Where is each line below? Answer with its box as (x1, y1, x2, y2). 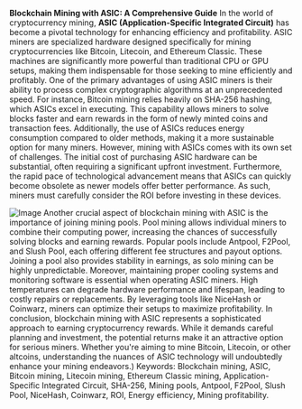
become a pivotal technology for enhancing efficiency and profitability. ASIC (9, 27, 293, 37)
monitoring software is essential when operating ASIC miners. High (9, 274, 259, 285)
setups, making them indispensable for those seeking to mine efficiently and (9, 65, 293, 76)
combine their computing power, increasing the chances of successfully (9, 227, 278, 237)
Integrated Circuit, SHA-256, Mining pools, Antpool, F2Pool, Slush (41, 380, 286, 391)
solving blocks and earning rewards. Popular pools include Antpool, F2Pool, (9, 237, 291, 246)
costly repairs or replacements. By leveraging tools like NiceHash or (9, 293, 261, 304)
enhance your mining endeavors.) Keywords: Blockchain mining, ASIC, (9, 361, 271, 371)
